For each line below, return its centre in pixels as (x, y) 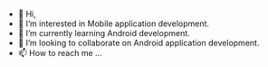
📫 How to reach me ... (60, 53)
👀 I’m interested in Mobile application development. (114, 24)
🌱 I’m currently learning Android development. (104, 33)
